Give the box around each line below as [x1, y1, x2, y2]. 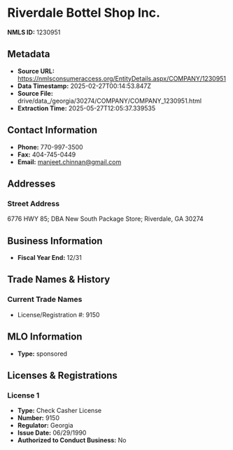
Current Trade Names [7, 295, 83, 305]
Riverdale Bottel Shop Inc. [7, 5, 161, 21]
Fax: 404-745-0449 [17, 150, 76, 159]
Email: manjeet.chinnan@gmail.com [17, 157, 122, 166]
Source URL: [17, 66, 55, 75]
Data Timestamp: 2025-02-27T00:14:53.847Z [17, 82, 152, 90]
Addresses [7, 177, 56, 189]
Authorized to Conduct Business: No [17, 436, 127, 444]
